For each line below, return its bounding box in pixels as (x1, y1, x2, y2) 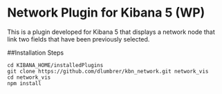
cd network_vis (7, 74, 51, 81)
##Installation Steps (7, 48, 64, 57)
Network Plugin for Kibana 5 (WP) (7, 5, 205, 21)
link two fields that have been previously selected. (7, 35, 150, 43)
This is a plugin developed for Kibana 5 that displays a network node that (7, 28, 216, 36)
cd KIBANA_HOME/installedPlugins (7, 62, 104, 68)
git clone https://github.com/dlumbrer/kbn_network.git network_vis (7, 68, 209, 75)
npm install (7, 79, 41, 87)
